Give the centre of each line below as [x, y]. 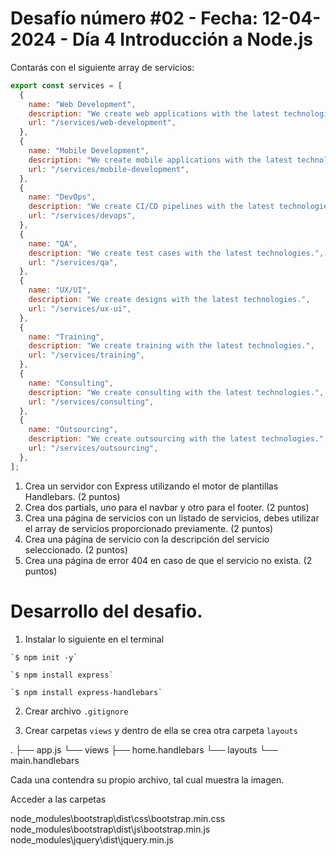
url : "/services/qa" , [73, 262]
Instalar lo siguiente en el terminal [94, 639]
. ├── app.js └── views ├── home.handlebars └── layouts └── [144, 749]
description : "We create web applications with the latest [154, 113]
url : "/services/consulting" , [91, 402]
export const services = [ [66, 85]
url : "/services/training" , [86, 355]
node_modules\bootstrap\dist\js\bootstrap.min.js [110, 829]
